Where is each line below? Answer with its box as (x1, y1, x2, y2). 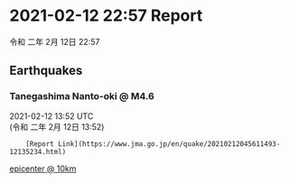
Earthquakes (9, 63, 83, 78)
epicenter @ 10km (9, 163, 77, 174)
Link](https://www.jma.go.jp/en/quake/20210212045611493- (57, 139, 281, 149)
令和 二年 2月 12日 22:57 (9, 36, 100, 47)
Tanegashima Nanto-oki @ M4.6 (9, 90, 155, 103)
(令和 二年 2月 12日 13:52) (9, 121, 105, 132)
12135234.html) (9, 147, 67, 156)
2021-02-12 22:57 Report (9, 5, 203, 26)
